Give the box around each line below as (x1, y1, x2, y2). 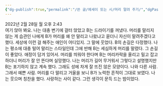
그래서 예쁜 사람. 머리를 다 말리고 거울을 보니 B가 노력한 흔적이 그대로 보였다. (5, 69, 150, 75)
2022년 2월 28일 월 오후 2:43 (5, 21, 62, 27)
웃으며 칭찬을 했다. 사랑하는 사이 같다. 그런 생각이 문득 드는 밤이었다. (10, 76, 140, 82)
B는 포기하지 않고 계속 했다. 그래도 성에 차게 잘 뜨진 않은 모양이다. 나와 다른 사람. (5, 64, 158, 69)
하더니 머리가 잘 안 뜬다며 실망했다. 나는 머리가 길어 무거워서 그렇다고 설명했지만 (5, 57, 157, 63)
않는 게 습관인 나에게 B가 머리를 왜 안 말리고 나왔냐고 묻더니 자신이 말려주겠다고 (5, 33, 156, 39)
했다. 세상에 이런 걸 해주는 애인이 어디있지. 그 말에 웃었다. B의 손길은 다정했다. (5, 39, 153, 45)
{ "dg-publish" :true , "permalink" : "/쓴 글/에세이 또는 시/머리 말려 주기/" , (5, 7, 146, 12)
